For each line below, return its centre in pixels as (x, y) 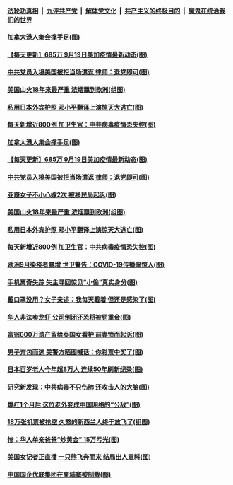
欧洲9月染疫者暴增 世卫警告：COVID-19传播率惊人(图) (86, 264)
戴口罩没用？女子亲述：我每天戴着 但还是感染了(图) (82, 300)
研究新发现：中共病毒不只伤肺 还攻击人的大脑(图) (78, 387)
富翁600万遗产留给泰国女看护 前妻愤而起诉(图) (75, 334)
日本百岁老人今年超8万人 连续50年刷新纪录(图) (75, 369)
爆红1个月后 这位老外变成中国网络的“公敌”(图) (74, 404)
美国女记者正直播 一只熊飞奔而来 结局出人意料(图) (79, 457)
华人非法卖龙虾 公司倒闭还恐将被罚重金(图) (69, 317)
